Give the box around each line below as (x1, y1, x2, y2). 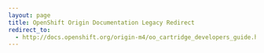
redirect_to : (8, 26, 51, 34)
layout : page (8, 11, 51, 19)
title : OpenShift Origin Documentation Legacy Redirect (8, 19, 195, 26)
